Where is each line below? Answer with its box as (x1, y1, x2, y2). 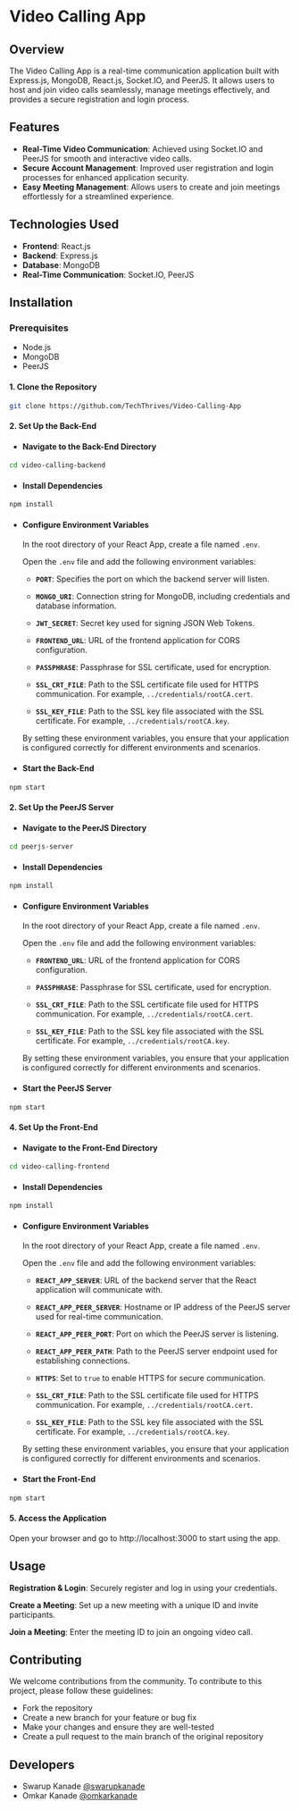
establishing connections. (35, 1355, 131, 1366)
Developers (9, 1757, 75, 1772)
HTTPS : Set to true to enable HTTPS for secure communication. (35, 1373, 266, 1384)
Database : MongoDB (21, 259, 101, 270)
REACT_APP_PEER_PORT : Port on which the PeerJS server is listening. (35, 1328, 279, 1339)
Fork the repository (21, 1703, 94, 1714)
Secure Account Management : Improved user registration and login (21, 163, 274, 173)
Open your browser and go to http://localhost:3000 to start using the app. (9, 1532, 281, 1543)
